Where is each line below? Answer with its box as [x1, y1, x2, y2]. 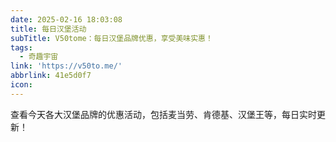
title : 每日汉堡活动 [10, 24, 87, 34]
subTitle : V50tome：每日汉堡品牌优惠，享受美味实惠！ [10, 33, 213, 43]
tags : [10, 42, 33, 53]
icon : [10, 80, 33, 90]
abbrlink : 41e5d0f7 [10, 71, 92, 81]
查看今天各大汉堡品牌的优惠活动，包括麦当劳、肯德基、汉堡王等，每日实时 [10, 108, 317, 120]
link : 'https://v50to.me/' [10, 61, 123, 71]
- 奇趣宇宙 [19, 52, 59, 62]
